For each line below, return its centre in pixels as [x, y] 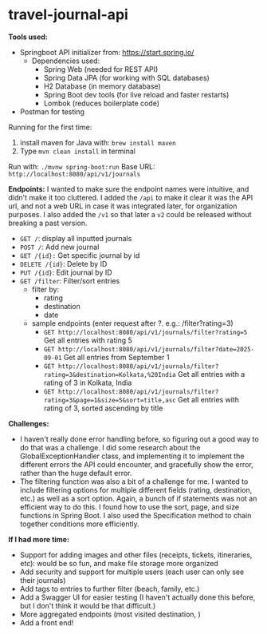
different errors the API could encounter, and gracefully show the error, [136, 464]
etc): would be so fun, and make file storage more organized [119, 563]
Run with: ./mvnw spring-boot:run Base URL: [82, 166]
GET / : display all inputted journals [76, 238]
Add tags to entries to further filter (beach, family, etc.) [110, 588]
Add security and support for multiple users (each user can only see [132, 572]
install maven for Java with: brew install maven [98, 142]
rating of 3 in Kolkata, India [88, 382]
